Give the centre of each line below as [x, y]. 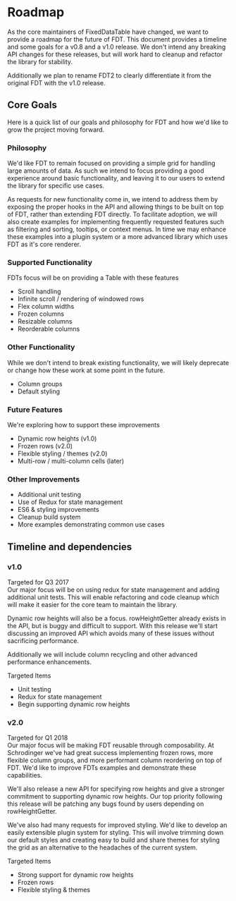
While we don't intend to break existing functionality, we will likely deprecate [118, 362]
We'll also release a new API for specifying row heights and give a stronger [116, 789]
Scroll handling [39, 292]
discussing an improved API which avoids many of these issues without [111, 633]
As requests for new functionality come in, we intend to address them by [113, 200]
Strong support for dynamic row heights [75, 875]
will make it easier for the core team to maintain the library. [92, 604]
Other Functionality [41, 348]
